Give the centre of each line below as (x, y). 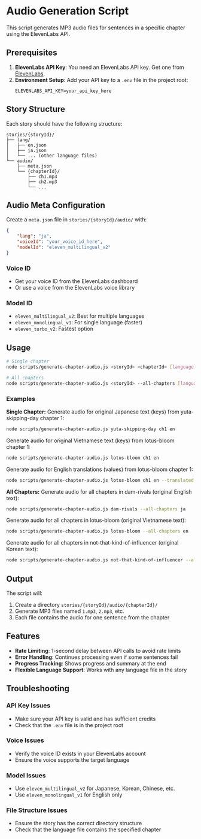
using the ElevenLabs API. (38, 34)
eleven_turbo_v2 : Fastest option (54, 329)
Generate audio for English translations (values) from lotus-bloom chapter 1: (100, 469)
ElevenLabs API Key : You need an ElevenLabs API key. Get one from (99, 67)
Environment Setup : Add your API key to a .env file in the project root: (101, 80)
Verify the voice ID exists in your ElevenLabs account (80, 753)
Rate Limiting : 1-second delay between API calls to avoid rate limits (98, 650)
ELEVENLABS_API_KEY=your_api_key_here (63, 91)
